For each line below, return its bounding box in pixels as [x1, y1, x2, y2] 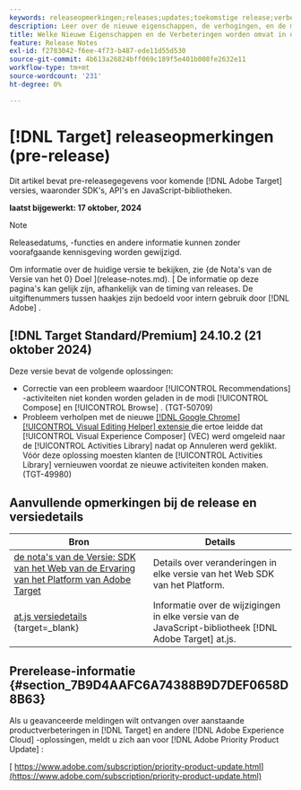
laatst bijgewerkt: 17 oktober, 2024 [9, 202, 142, 213]
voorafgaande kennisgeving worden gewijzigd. [9, 246, 182, 257]
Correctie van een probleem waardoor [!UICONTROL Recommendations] [21, 383, 291, 394]
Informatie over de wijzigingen [152, 599, 280, 611]
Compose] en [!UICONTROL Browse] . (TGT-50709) [21, 402, 213, 413]
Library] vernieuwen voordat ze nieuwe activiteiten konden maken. [21, 460, 269, 470]
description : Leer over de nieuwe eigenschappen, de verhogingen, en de [9, 22, 287, 31]
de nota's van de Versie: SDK [13, 551, 136, 564]
